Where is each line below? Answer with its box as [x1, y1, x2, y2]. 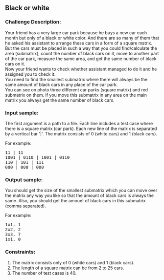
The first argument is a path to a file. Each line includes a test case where [5, 120, 153, 126]
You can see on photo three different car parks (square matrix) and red [5, 86, 148, 92]
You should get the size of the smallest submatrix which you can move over [5, 188, 158, 194]
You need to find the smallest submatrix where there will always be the [5, 76, 148, 82]
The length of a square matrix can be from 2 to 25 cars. [12, 265, 124, 271]
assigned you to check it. [5, 71, 56, 77]
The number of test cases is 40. [12, 270, 77, 276]
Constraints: [5, 249, 36, 256]
